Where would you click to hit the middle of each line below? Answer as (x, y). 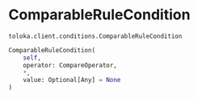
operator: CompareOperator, (70, 65)
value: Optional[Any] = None (72, 80)
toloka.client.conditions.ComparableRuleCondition (95, 36)
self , (32, 58)
